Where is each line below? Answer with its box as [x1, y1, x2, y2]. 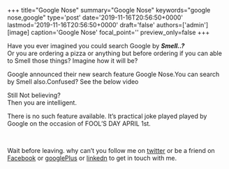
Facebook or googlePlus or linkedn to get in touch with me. [7, 154, 177, 162]
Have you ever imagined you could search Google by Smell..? [7, 42, 185, 50]
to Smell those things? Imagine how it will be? [7, 57, 138, 65]
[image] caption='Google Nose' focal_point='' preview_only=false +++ [7, 28, 210, 36]
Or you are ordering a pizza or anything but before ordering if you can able [7, 49, 222, 57]
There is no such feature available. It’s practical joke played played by [7, 112, 207, 120]
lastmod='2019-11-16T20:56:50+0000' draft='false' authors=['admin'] [7, 21, 209, 29]
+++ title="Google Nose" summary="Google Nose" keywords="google [7, 6, 211, 14]
